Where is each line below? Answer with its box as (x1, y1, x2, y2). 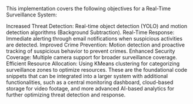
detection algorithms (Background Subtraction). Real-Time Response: (6, 29, 175, 36)
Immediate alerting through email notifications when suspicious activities (6, 35, 183, 42)
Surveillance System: (6, 11, 58, 18)
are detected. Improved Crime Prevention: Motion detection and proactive (6, 41, 185, 48)
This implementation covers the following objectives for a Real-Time (6, 5, 171, 12)
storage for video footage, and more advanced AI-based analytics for (6, 85, 175, 92)
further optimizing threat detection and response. (6, 91, 126, 98)
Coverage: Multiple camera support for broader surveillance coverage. (6, 54, 178, 61)
